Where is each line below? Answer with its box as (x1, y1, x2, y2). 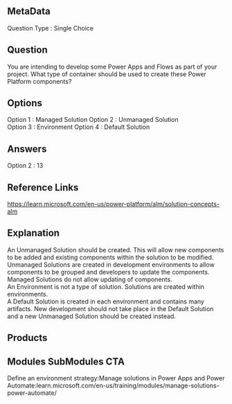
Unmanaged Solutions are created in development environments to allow (7, 260, 215, 269)
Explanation (7, 227, 60, 239)
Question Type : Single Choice (7, 24, 93, 32)
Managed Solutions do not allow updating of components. (7, 275, 172, 283)
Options (7, 97, 43, 109)
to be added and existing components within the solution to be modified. (7, 253, 214, 261)
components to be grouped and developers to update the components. (7, 267, 210, 276)
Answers (7, 143, 47, 155)
